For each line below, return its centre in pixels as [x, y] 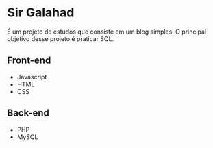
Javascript [32, 77]
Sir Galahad [41, 13]
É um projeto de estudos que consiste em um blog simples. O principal [107, 32]
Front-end [29, 61]
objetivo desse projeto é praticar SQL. [61, 38]
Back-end [28, 113]
